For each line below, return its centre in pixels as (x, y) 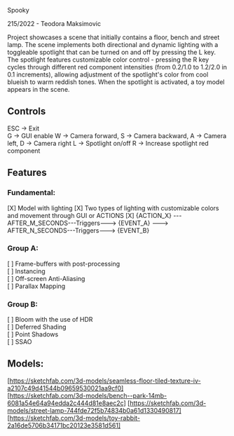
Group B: (23, 304)
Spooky (18, 10)
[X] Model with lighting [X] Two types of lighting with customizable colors (113, 208)
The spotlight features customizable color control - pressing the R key (108, 60)
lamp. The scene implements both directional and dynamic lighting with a (113, 45)
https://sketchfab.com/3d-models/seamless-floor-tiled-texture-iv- (105, 381)
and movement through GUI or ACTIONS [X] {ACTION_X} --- (95, 215)
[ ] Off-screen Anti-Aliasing (46, 278)
